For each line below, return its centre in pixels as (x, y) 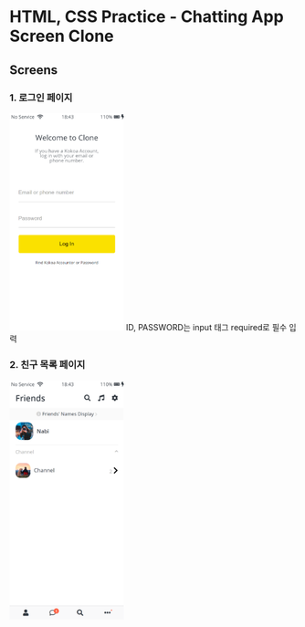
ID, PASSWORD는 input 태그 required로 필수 (206, 328)
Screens (33, 70)
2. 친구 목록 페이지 (47, 365)
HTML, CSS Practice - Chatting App (147, 17)
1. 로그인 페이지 (41, 98)
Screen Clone (62, 36)
